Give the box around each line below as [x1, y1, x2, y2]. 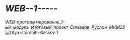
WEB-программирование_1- [5, 19, 65, 25]
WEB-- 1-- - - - [5, 3, 58, 14]
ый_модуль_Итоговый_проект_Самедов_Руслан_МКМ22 [5, 24, 126, 30]
